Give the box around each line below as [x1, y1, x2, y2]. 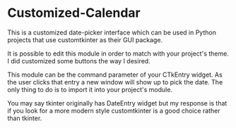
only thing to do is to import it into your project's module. [7, 85, 173, 94]
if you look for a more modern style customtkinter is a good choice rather [7, 106, 220, 115]
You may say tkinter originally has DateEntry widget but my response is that [7, 98, 228, 107]
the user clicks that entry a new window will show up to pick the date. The [7, 77, 223, 86]
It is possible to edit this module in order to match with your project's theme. [7, 49, 230, 58]
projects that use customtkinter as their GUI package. [7, 35, 163, 44]
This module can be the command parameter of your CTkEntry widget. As [7, 70, 223, 79]
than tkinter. [7, 114, 42, 122]
